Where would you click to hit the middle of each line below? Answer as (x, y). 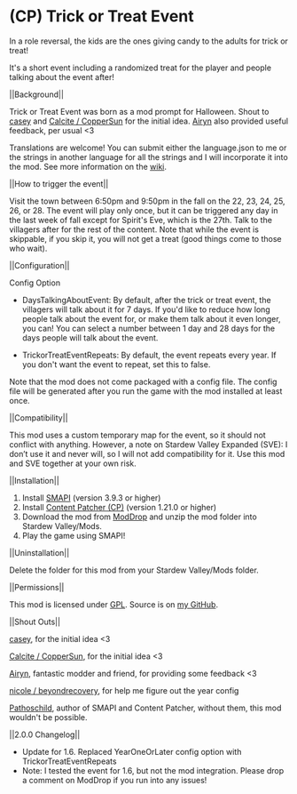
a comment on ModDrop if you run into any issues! (114, 780)
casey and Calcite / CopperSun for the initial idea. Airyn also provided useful (149, 121)
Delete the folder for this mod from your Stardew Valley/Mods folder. (134, 570)
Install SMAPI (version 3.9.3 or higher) (91, 497)
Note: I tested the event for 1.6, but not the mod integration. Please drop (153, 770)
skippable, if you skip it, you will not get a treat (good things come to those (145, 238)
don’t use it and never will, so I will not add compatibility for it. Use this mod (147, 453)
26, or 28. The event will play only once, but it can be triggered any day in (144, 210)
